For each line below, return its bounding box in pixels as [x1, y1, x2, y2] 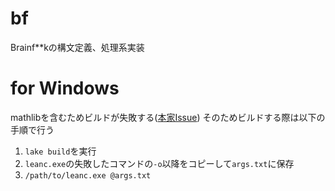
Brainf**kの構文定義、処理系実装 [10, 41, 145, 53]
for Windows [10, 77, 120, 100]
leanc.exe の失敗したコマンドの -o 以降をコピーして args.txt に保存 [24, 157, 295, 169]
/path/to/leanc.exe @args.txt [24, 170, 152, 181]
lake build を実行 [24, 145, 97, 157]
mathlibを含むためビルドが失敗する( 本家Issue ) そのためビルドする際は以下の [10, 111, 326, 123]
